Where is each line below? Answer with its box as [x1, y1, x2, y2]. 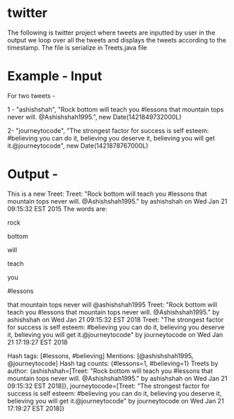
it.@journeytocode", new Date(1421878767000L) [7, 141, 148, 150]
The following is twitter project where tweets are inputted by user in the [7, 28, 216, 37]
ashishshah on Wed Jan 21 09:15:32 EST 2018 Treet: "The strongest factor [7, 315, 224, 324]
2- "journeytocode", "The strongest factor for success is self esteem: [7, 126, 209, 135]
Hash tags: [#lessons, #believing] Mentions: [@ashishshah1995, [7, 351, 194, 360]
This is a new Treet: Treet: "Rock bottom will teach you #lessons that [7, 189, 207, 198]
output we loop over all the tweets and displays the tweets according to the [7, 35, 227, 44]
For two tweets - [7, 91, 56, 100]
